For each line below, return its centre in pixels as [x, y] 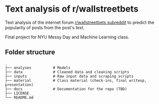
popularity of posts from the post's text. [45, 27]
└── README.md [19, 97]
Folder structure [30, 52]
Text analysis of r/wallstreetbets [72, 9]
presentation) [19, 85]
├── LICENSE [17, 93]
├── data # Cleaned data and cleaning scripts [67, 72]
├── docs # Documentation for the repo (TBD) [66, 89]
